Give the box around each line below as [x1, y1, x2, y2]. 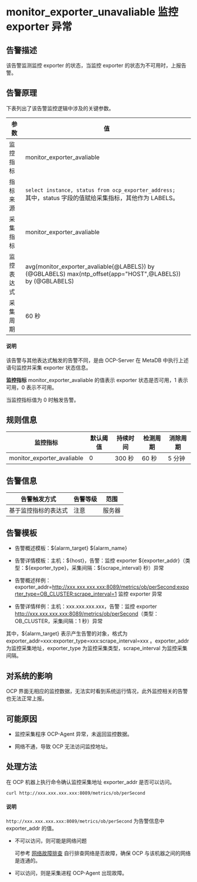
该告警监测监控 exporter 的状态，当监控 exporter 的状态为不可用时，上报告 [6, 62, 186, 69]
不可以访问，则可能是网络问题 [14, 837, 87, 844]
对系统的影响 [6, 671, 53, 681]
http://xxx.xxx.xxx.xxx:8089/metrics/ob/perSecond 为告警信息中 [6, 817, 165, 824]
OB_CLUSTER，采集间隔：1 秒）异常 [14, 617, 103, 625]
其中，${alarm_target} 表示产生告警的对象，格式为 [6, 630, 128, 637]
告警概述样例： [14, 577, 51, 584]
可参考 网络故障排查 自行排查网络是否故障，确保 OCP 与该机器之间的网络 [14, 850, 191, 857]
